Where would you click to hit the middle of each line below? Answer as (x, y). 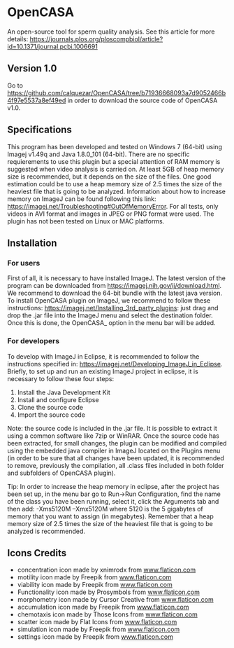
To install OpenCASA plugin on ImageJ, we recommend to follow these (109, 301)
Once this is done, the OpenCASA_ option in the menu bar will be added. (111, 323)
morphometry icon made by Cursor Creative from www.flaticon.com (116, 600)
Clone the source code (50, 407)
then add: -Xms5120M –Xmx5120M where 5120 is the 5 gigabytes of (105, 509)
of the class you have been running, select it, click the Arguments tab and (113, 501)
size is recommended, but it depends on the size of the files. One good (109, 177)
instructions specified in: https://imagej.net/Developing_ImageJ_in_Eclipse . (115, 364)
